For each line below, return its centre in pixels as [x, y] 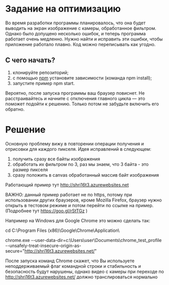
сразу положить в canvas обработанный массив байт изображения [86, 175]
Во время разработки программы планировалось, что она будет [75, 23]
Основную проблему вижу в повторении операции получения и [75, 144]
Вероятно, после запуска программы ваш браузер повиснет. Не [75, 93]
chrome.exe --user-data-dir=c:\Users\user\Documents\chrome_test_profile [83, 240]
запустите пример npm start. [44, 83]
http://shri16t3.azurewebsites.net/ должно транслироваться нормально [81, 277]
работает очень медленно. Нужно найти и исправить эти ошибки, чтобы [84, 39]
